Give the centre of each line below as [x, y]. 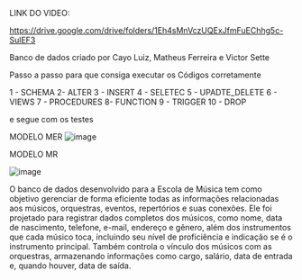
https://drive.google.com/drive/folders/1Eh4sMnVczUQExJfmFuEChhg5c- [146, 30]
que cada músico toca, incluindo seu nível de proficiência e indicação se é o [151, 237]
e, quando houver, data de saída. [70, 266]
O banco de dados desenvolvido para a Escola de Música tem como [136, 189]
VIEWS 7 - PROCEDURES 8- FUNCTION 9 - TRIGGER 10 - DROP [128, 102]
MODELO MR [34, 154]
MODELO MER [36, 137]
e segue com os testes [51, 119]
